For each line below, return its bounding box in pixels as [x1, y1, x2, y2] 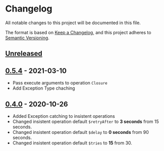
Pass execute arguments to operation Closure [12, 80, 107, 86]
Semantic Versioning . [5, 35, 49, 41]
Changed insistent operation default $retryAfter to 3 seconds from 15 [12, 118, 159, 124]
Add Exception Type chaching [12, 85, 75, 91]
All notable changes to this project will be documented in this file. [5, 20, 141, 26]
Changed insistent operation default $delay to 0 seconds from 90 [12, 129, 149, 135]
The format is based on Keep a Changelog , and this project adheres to [5, 29, 151, 35]
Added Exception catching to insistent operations [12, 113, 115, 119]
